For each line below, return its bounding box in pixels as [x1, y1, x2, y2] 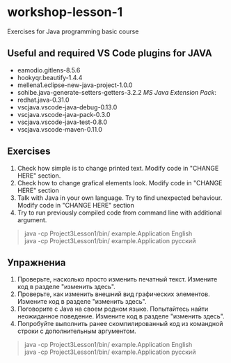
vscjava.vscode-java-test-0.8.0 [17, 118, 108, 126]
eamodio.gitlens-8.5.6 [17, 65, 81, 74]
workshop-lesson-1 [7, 4, 123, 20]
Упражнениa [7, 256, 66, 268]
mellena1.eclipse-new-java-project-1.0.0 [17, 81, 133, 89]
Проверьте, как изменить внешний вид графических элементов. [17, 290, 210, 298]
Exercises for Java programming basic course [7, 27, 139, 36]
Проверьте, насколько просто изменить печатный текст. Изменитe [17, 275, 218, 284]
